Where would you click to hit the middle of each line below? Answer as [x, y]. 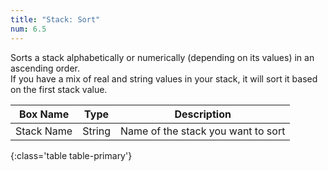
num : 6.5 [28, 29]
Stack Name [44, 131]
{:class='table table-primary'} [71, 155]
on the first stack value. [59, 89]
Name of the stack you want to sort [203, 131]
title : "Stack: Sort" [55, 19]
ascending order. [45, 68]
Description [203, 114]
